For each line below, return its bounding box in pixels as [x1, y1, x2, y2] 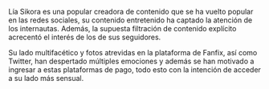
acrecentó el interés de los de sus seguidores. [8, 32, 161, 42]
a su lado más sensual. [8, 74, 84, 83]
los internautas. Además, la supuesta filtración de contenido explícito [8, 24, 237, 33]
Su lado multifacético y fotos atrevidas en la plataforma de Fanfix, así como [8, 48, 258, 57]
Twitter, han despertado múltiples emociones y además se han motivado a [8, 56, 255, 66]
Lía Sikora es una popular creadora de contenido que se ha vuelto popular [8, 7, 254, 16]
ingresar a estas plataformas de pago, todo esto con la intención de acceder [8, 65, 261, 75]
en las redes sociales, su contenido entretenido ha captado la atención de [8, 15, 253, 25]
